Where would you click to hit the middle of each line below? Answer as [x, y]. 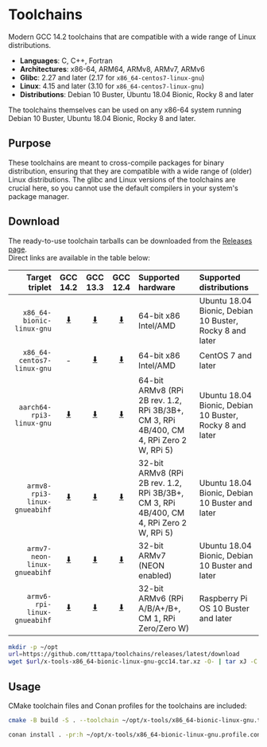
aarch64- [35, 407]
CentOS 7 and [225, 355]
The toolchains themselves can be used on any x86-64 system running [125, 110]
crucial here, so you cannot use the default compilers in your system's [123, 188]
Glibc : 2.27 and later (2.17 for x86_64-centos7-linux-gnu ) [112, 77]
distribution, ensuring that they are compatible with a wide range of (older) [130, 171]
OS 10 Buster [224, 608]
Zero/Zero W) [164, 628]
